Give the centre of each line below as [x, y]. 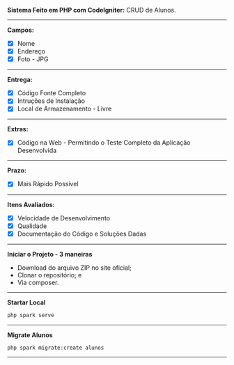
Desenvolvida [37, 151]
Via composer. [38, 282]
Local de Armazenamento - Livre [64, 109]
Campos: [21, 30]
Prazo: [17, 170]
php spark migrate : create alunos [56, 348]
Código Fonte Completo [52, 93]
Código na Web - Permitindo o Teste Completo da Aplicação [104, 143]
